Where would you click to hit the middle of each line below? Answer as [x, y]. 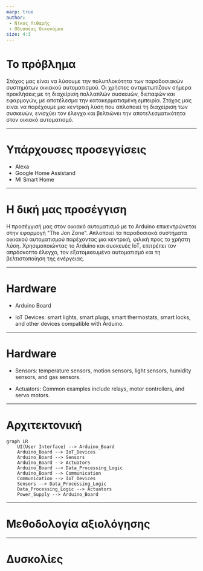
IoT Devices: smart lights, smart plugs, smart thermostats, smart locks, [103, 317]
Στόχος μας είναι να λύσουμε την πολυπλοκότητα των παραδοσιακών [95, 81]
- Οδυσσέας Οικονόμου [36, 29]
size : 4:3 [19, 35]
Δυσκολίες [35, 559]
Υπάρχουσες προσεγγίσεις [76, 150]
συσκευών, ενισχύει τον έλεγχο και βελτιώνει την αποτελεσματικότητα [96, 113]
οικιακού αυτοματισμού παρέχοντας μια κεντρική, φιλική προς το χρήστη [98, 239]
